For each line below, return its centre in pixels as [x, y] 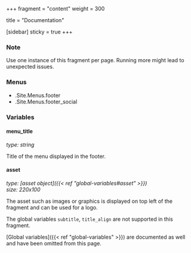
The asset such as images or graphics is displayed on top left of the [90, 201]
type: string [20, 144]
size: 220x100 [23, 189]
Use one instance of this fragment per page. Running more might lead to [95, 60]
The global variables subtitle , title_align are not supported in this [90, 219]
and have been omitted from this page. [54, 243]
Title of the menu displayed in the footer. [56, 156]
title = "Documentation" [35, 20]
